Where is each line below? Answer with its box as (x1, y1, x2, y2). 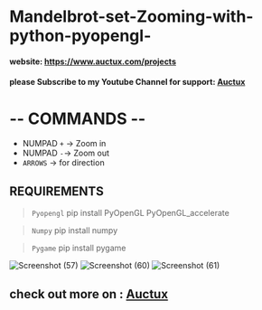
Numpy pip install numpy (31, 225, 118, 236)
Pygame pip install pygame (31, 242, 126, 254)
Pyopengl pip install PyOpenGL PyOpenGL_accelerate (31, 208, 230, 219)
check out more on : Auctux (9, 287, 169, 302)
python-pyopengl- (9, 25, 152, 46)
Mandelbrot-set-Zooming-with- (9, 6, 254, 27)
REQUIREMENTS (9, 183, 104, 199)
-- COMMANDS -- (9, 108, 146, 128)
